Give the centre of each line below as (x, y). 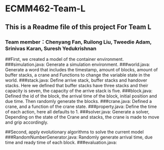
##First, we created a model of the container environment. (64, 59)
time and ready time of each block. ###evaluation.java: (61, 142)
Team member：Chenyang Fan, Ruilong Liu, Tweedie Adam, (78, 42)
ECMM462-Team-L (45, 9)
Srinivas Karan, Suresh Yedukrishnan (51, 49)
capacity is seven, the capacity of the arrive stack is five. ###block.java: (79, 91)
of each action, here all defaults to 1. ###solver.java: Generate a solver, (77, 111)
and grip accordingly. (27, 122)
